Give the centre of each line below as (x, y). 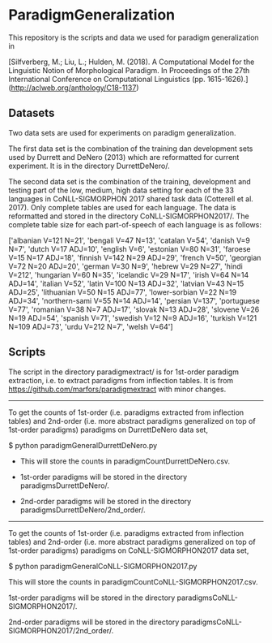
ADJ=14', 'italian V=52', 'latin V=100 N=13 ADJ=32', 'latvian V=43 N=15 (126, 283)
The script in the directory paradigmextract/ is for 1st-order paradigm (123, 372)
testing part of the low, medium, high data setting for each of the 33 (121, 190)
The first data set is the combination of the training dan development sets (131, 149)
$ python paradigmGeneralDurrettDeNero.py (83, 445)
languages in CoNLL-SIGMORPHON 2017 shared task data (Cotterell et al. (131, 199)
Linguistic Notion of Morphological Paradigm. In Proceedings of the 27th (129, 70)
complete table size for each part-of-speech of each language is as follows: (135, 224)
